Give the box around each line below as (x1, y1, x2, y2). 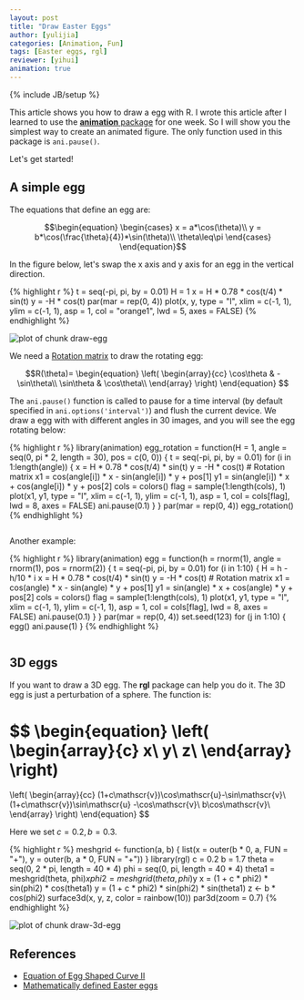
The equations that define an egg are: (9, 204, 151, 215)
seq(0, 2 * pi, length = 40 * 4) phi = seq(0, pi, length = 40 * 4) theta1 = (9, 863, 276, 874)
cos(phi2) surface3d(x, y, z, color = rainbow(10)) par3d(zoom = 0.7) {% (9, 893, 278, 903)
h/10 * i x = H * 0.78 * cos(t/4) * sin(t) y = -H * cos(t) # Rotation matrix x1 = (9, 572, 291, 583)
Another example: (9, 535, 76, 546)
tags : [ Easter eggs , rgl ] (9, 47, 107, 56)
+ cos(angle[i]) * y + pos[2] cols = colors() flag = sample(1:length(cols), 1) (9, 480, 287, 492)
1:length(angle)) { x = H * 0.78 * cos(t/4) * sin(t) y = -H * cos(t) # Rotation (9, 461, 285, 472)
